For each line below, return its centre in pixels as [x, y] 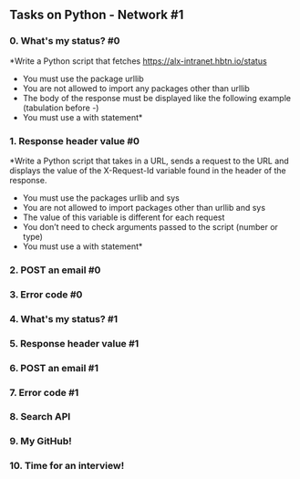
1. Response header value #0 [74, 141]
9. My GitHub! [41, 442]
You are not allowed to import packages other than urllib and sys [144, 207]
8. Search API [40, 417]
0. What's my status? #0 [65, 41]
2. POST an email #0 [55, 270]
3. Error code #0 [46, 294]
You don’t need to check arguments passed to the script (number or [150, 226]
